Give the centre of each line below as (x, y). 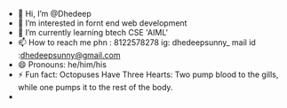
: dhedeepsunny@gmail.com (69, 55)
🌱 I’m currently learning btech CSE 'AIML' (93, 32)
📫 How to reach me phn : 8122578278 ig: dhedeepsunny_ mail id (136, 42)
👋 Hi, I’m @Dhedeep (54, 14)
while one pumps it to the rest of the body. (95, 87)
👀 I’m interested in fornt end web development (102, 23)
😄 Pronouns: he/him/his (62, 65)
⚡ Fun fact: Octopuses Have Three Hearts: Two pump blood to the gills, (148, 74)
